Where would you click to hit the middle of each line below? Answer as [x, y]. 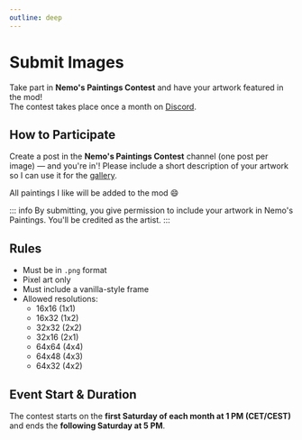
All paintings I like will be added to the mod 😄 [94, 193]
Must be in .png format [64, 270]
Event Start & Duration [73, 394]
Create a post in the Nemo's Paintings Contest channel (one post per [139, 156]
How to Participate [62, 135]
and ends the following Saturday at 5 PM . [87, 426]
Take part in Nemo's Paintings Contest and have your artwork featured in [146, 87]
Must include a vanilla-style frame [86, 289]
